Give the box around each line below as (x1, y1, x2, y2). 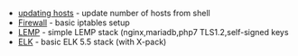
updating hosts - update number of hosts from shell (17, 8, 210, 18)
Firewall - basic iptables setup (17, 17, 131, 28)
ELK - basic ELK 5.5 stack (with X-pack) (17, 36, 167, 47)
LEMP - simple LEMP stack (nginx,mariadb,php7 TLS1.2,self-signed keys (17, 27, 289, 37)
